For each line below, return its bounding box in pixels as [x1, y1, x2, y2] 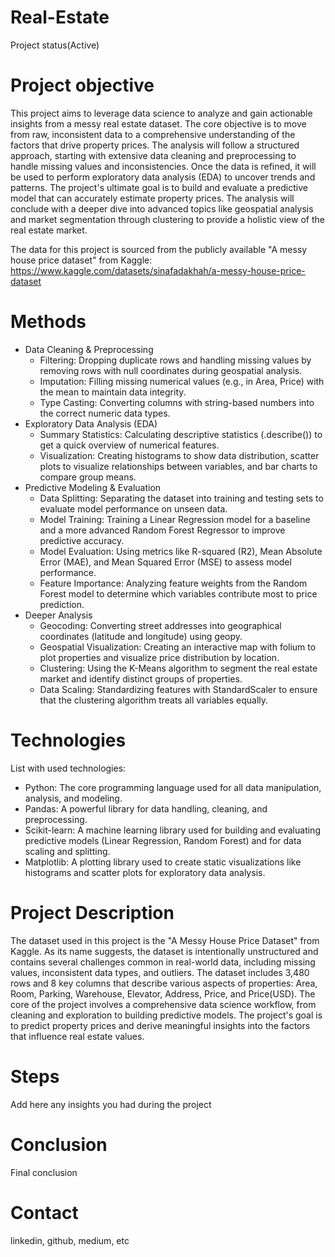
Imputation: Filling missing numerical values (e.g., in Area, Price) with [39, 375, 325, 387]
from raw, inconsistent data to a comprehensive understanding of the [10, 128, 296, 140]
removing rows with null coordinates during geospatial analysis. [39, 364, 303, 376]
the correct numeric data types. [39, 407, 171, 419]
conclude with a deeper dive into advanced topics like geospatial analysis [10, 202, 314, 215]
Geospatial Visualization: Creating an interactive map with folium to [39, 641, 317, 653]
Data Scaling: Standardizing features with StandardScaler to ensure [39, 683, 318, 695]
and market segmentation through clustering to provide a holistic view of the [10, 213, 325, 225]
